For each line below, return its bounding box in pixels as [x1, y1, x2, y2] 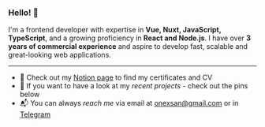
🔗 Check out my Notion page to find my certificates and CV [19, 73, 213, 82]
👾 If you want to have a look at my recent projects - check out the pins [19, 81, 248, 91]
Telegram [19, 110, 51, 119]
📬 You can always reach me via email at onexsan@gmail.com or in [19, 99, 239, 108]
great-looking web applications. [8, 50, 112, 60]
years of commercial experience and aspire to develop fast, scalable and [8, 42, 248, 51]
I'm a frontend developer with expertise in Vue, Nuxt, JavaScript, [8, 25, 222, 35]
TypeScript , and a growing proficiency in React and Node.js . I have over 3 [8, 33, 251, 43]
